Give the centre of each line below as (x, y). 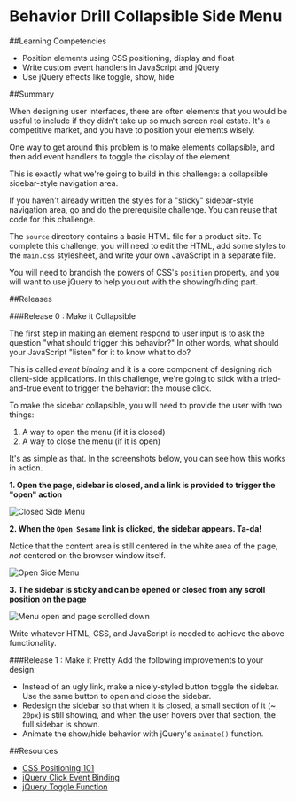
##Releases (31, 299)
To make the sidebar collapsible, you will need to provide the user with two (145, 405)
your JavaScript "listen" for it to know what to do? (100, 352)
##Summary (32, 94)
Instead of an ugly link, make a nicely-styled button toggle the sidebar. (150, 686)
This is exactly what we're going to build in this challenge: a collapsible (139, 174)
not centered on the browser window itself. (87, 555)
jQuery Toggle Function (65, 787)
